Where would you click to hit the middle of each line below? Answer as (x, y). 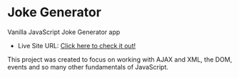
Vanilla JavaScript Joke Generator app (64, 32)
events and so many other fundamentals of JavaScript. (88, 67)
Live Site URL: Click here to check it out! (77, 45)
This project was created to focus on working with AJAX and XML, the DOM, (120, 59)
